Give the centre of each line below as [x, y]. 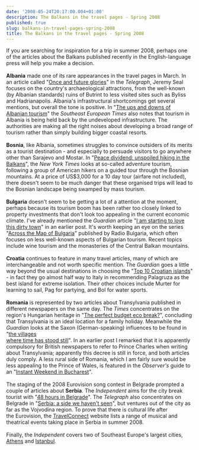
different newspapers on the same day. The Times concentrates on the [93, 309]
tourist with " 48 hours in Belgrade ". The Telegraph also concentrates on [94, 397]
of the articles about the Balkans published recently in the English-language [99, 57]
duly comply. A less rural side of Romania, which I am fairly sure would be [96, 359]
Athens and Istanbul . [31, 441]
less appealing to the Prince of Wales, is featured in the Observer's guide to [98, 366]
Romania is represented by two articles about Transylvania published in [94, 302]
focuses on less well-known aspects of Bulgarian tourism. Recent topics [94, 240]
